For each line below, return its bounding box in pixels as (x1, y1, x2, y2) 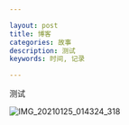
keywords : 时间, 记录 (9, 55, 86, 64)
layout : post (9, 21, 59, 30)
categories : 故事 (9, 38, 72, 47)
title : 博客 (9, 29, 51, 39)
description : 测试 (9, 46, 76, 55)
